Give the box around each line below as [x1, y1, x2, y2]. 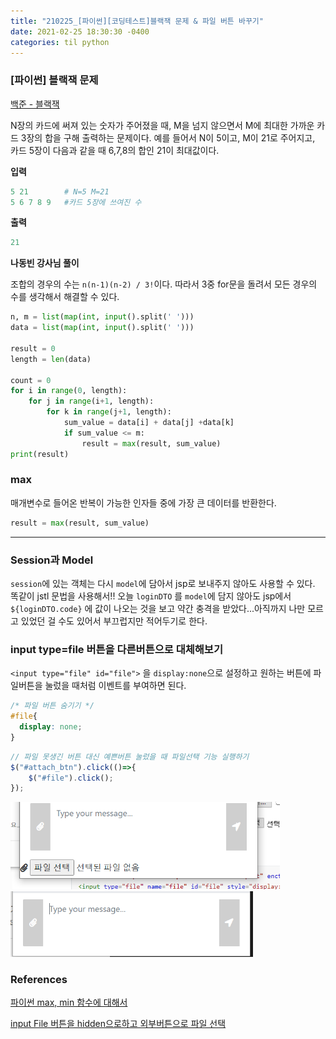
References [10, 972, 68, 986]
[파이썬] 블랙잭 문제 [10, 73, 99, 87]
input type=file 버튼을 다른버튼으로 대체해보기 [10, 642, 223, 656]
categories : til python [10, 37, 110, 47]
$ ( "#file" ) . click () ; [28, 773, 114, 783]
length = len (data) [10, 354, 92, 364]
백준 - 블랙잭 [10, 98, 60, 110]
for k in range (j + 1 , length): [46, 407, 172, 417]
